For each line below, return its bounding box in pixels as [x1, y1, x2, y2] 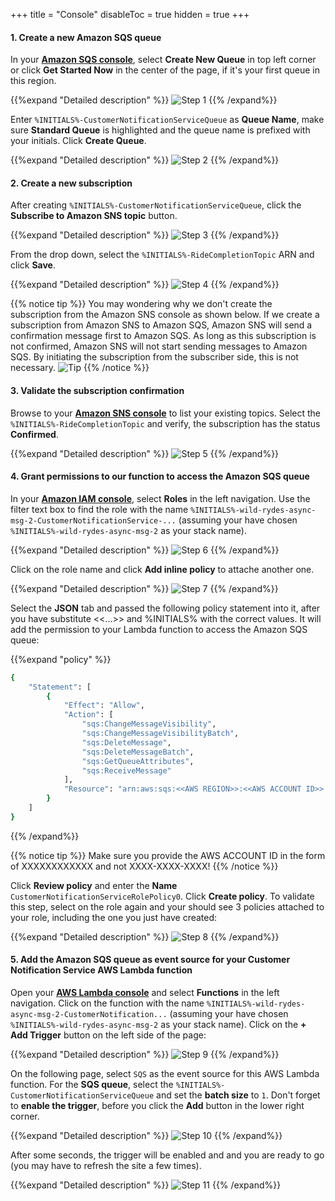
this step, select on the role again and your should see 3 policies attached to [10, 900, 325, 913]
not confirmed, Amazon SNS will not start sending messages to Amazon [10, 340, 308, 353]
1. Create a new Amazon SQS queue [10, 31, 162, 43]
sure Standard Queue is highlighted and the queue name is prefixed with [10, 124, 311, 136]
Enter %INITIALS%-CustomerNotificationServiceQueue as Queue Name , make [10, 114, 325, 126]
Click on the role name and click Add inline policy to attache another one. [10, 563, 315, 575]
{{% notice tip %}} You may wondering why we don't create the [10, 298, 273, 310]
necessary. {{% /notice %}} [10, 362, 150, 374]
